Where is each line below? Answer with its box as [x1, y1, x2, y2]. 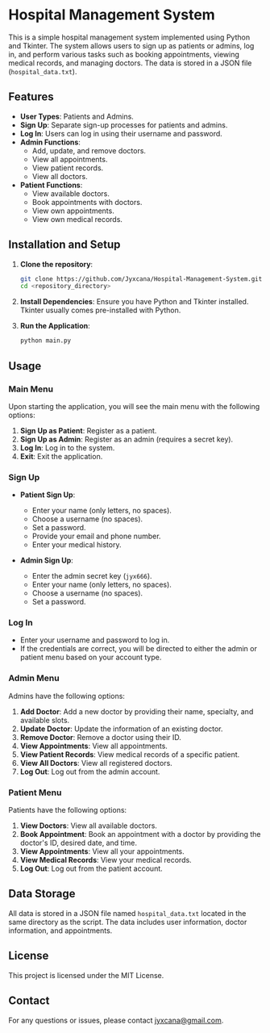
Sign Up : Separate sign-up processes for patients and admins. [19, 119, 228, 130]
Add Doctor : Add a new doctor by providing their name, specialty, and [19, 706, 254, 716]
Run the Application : [19, 321, 90, 331]
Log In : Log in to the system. [19, 442, 115, 453]
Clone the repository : [19, 259, 93, 269]
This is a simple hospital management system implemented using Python [8, 32, 251, 42]
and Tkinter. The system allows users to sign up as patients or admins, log [8, 40, 255, 50]
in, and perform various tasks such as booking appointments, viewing [8, 49, 240, 59]
